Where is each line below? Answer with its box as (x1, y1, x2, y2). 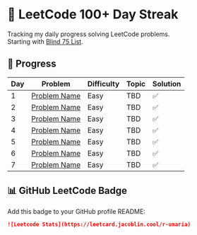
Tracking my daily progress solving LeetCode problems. (7, 30, 170, 38)
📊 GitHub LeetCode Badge (7, 185, 128, 197)
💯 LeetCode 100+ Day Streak (7, 6, 179, 23)
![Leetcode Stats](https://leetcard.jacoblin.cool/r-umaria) (7, 221, 191, 228)
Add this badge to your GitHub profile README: (7, 207, 146, 215)
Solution (152, 79, 181, 88)
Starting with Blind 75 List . (7, 37, 83, 45)
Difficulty (87, 79, 120, 88)
